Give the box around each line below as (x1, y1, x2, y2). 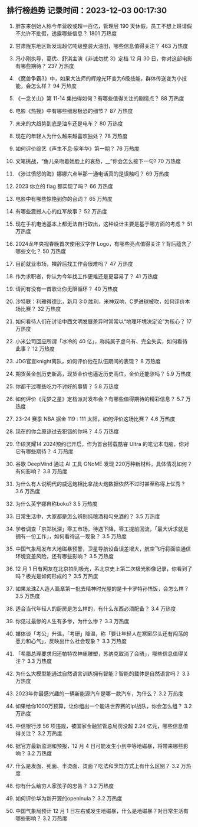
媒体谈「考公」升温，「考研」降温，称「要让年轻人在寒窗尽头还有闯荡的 (15, 630, 189, 637)
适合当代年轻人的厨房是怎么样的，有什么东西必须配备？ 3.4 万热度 (15, 605, 176, 612)
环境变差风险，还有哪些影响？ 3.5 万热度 (15, 552, 114, 559)
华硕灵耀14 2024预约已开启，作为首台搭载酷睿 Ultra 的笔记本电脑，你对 (15, 440, 189, 447)
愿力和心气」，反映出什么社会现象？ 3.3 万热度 (15, 637, 127, 644)
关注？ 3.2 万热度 (20, 730, 62, 737)
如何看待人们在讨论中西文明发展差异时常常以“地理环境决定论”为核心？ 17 (15, 318, 192, 325)
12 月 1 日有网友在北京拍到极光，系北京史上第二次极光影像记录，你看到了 (15, 565, 193, 572)
